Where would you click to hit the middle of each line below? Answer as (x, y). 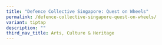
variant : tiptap (26, 22)
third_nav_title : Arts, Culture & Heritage (60, 33)
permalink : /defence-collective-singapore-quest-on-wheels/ (82, 17)
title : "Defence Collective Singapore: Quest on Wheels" (77, 11)
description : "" (26, 28)
